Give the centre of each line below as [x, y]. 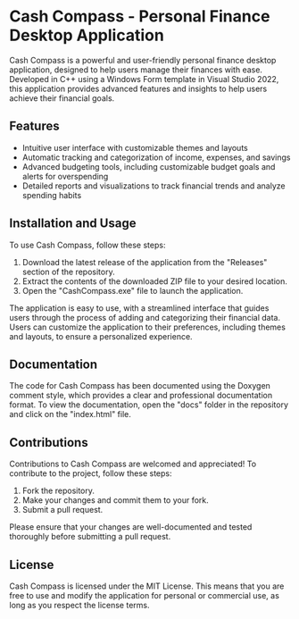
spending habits [52, 195]
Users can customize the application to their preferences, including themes [147, 327]
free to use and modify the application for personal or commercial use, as [144, 595]
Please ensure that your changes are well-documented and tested [131, 527]
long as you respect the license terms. [79, 605]
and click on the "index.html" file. [71, 414]
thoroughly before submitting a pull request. [90, 537]
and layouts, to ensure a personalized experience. [101, 336]
